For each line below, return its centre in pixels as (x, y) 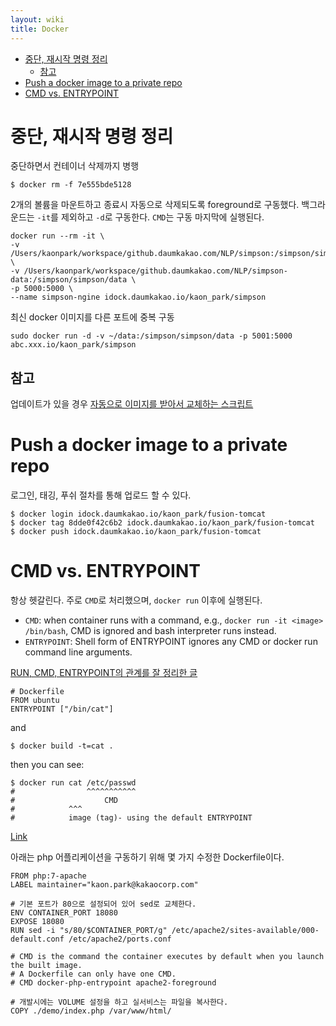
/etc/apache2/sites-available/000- (245, 931)
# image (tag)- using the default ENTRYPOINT (131, 818)
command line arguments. (78, 652)
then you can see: (47, 765)
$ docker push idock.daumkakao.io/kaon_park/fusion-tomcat (136, 532)
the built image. (46, 966)
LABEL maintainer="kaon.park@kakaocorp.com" (104, 885)
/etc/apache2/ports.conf (120, 939)
